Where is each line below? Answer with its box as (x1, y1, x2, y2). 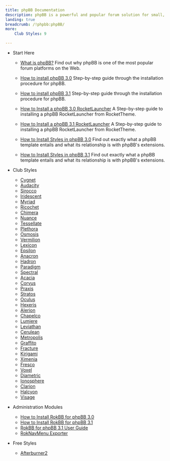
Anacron (20, 253, 39, 259)
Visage (20, 394, 35, 400)
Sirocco (20, 188, 37, 194)
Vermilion (20, 237, 41, 243)
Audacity (20, 182, 40, 188)
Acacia (20, 274, 35, 281)
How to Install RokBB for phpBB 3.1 (20, 420, 93, 425)
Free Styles (12, 440, 37, 446)
